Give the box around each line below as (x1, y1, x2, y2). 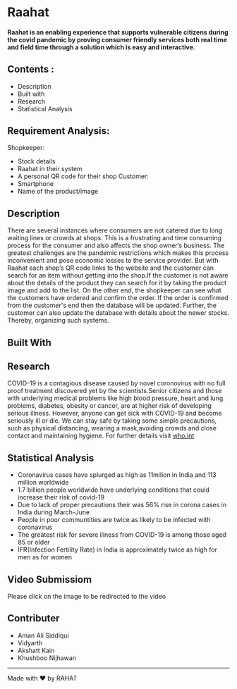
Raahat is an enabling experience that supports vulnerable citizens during (7, 27, 229, 36)
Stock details (17, 157, 56, 166)
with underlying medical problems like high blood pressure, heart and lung (7, 394, 224, 402)
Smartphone (17, 180, 54, 188)
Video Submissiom (7, 573, 92, 585)
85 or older (17, 538, 51, 547)
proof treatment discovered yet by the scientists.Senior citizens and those (7, 387, 222, 395)
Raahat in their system (17, 165, 83, 173)
